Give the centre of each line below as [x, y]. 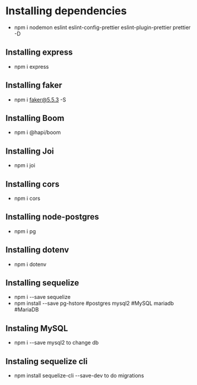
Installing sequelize [42, 283]
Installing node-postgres [52, 217]
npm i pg [25, 231]
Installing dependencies [66, 11]
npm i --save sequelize [42, 297]
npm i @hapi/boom [37, 132]
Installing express [39, 52]
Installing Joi [30, 151]
